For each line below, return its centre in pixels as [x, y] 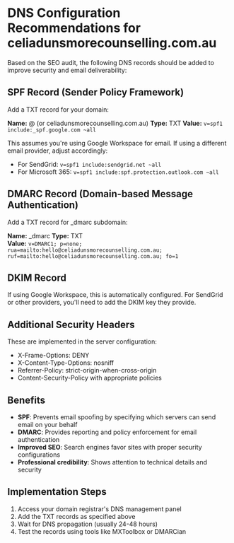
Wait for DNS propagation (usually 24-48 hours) [87, 524]
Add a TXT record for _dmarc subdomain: [68, 222]
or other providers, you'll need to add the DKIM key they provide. [102, 303]
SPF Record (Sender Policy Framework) [96, 92]
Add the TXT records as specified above [76, 516]
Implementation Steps [57, 492]
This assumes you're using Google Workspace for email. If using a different [117, 143]
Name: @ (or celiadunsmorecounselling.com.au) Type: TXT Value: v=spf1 [115, 123]
